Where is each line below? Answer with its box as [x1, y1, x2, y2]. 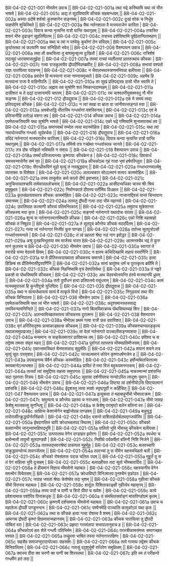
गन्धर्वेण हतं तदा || [5, 556, 34, 561]
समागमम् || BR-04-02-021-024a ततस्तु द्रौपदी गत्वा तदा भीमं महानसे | [5, 198, 124, 204]
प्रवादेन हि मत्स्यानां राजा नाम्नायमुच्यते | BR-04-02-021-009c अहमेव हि [34, 73, 154, 79]
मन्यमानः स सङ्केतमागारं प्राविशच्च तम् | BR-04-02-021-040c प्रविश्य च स [34, 334, 159, 340]
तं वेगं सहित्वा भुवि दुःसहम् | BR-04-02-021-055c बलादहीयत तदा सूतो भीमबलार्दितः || [5, 459, 147, 465]
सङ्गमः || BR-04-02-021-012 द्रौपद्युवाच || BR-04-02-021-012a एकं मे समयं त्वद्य [5, 96, 152, 101]
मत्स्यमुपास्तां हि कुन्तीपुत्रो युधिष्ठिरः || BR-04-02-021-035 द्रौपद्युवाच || [5, 283, 124, 289]
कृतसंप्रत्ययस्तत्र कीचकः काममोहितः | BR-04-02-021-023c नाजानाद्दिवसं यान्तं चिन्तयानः [17, 192, 163, 198]
